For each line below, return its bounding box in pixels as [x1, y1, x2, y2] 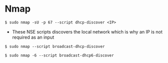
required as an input [12, 34, 54, 40]
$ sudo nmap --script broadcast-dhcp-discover [5, 44, 105, 49]
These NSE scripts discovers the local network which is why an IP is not [12, 28, 163, 35]
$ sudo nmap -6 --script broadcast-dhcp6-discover [5, 53, 114, 58]
